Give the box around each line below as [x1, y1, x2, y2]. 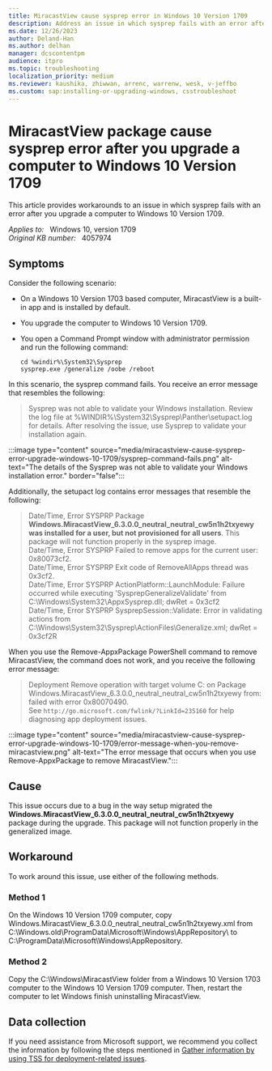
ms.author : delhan [8, 42, 70, 50]
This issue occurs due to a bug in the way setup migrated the [8, 801, 213, 810]
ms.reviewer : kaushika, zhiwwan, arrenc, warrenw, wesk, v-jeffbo [8, 79, 237, 87]
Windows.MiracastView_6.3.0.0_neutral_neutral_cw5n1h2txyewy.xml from [8, 919, 253, 929]
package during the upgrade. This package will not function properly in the [8, 818, 259, 827]
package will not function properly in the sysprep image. [28, 537, 217, 546]
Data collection [8, 1015, 87, 1029]
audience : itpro [8, 57, 63, 66]
